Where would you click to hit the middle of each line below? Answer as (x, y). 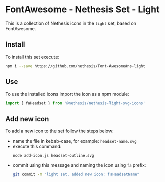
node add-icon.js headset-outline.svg (53, 156)
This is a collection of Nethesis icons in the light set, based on (71, 23)
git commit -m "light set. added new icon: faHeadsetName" (76, 174)
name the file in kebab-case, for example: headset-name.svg (75, 141)
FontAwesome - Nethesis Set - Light (82, 9)
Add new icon (27, 119)
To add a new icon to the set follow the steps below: (59, 131)
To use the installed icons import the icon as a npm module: (67, 94)
